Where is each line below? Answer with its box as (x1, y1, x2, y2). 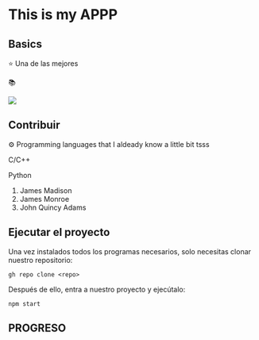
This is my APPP (8, 6, 118, 24)
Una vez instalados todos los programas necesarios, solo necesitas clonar (8, 246, 252, 256)
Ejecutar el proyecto (8, 226, 110, 239)
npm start (8, 299, 41, 307)
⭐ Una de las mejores (8, 59, 79, 68)
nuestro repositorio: (8, 255, 73, 265)
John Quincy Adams (19, 203, 87, 212)
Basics (8, 37, 42, 51)
